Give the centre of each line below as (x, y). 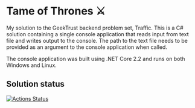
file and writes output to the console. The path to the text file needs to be (97, 40)
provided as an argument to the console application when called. (87, 47)
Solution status (35, 84)
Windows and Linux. (32, 65)
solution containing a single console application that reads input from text (97, 34)
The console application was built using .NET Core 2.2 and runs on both (96, 59)
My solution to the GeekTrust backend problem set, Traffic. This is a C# (95, 28)
